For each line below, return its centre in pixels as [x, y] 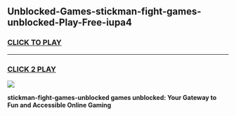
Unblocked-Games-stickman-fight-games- [104, 12]
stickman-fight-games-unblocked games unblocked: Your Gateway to [112, 97]
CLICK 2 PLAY [32, 69]
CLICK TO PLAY [34, 43]
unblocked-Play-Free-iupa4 [70, 23]
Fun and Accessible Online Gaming [59, 105]
